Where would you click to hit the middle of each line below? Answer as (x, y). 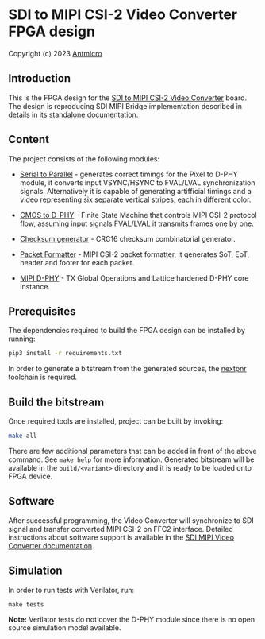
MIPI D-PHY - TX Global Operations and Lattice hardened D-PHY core (134, 278)
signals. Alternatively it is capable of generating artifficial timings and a (135, 191)
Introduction (40, 78)
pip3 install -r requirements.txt (65, 354)
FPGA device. (31, 476)
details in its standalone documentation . (73, 114)
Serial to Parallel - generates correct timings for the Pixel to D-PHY (129, 174)
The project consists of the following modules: (84, 159)
